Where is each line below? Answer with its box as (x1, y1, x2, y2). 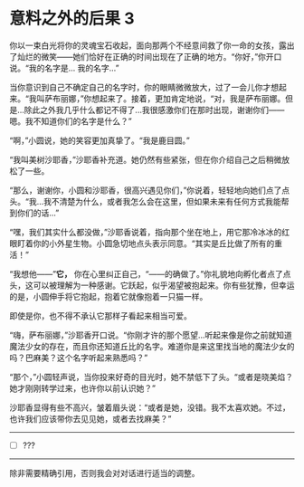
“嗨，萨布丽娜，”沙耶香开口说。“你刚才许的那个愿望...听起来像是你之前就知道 (9, 329, 292, 340)
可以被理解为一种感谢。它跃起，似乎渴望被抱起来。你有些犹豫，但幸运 (33, 280, 295, 291)
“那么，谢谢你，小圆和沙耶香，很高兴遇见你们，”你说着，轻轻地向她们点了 (9, 185, 282, 196)
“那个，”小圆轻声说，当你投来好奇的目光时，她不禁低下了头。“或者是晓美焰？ (9, 371, 294, 382)
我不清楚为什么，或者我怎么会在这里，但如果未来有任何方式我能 (43, 196, 282, 206)
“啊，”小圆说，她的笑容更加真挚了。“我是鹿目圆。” (9, 135, 190, 146)
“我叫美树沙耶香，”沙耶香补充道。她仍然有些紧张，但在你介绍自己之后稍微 (9, 154, 282, 165)
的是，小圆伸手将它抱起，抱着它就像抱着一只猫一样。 (9, 291, 208, 301)
